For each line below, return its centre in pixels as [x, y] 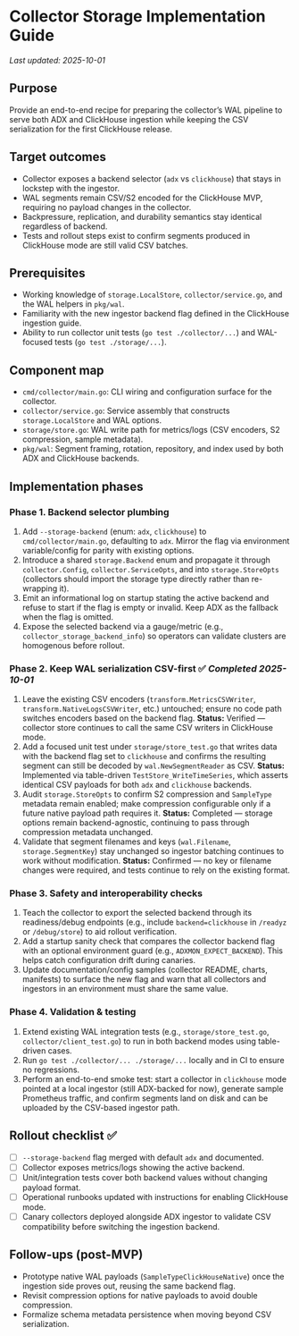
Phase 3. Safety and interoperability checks [106, 893]
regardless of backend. [65, 226]
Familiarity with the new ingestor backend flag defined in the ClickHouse [156, 314]
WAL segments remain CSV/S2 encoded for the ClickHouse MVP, [142, 198]
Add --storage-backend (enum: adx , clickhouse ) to [114, 531]
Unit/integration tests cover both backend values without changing [145, 1177]
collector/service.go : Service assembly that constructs [126, 411]
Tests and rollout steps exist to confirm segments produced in [136, 235]
